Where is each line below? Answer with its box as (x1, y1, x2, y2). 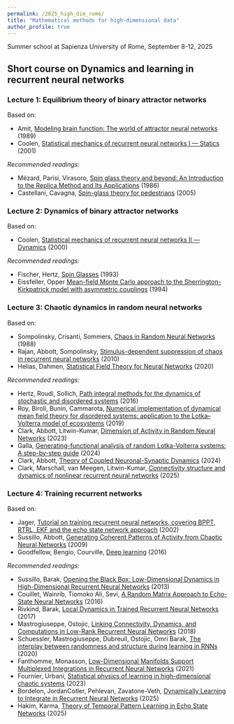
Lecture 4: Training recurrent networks (7, 489, 142, 498)
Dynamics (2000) (17, 243, 68, 252)
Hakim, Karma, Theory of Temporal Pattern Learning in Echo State (17, 702, 208, 710)
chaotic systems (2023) (17, 679, 86, 688)
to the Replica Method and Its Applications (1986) (17, 182, 160, 190)
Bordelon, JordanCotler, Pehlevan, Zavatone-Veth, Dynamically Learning (17, 686, 226, 695)
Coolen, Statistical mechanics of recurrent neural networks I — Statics (17, 139, 220, 148)
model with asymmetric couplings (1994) (50, 285, 168, 294)
